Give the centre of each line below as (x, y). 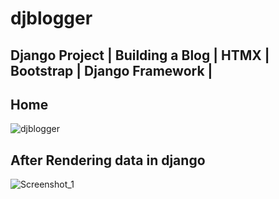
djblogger (51, 18)
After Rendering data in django (108, 160)
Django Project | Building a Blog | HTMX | (140, 55)
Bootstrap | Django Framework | (111, 70)
